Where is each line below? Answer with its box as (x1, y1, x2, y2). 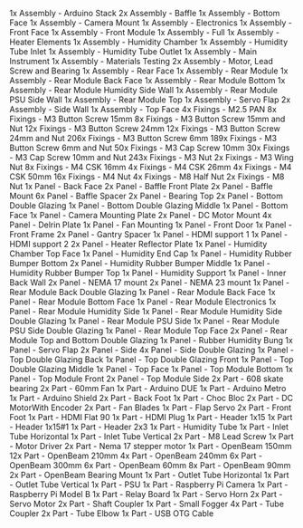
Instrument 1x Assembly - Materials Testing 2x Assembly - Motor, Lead (9, 56, 273, 66)
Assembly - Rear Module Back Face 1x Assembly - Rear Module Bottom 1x (9, 75, 286, 85)
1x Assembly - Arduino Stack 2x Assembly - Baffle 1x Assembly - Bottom (9, 8, 280, 18)
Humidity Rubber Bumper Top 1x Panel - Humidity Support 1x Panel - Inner (9, 267, 287, 278)
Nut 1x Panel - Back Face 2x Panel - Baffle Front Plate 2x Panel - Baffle (9, 181, 273, 191)
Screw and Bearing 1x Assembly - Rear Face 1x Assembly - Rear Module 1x (9, 65, 289, 76)
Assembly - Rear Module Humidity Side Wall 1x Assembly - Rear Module (9, 85, 279, 95)
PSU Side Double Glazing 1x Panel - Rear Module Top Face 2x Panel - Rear (9, 325, 288, 336)
